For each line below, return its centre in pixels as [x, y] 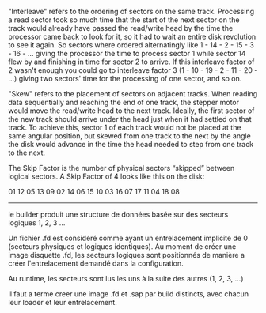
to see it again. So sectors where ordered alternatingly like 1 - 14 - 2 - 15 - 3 [131, 45]
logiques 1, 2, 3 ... [37, 223]
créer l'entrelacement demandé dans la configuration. [96, 263]
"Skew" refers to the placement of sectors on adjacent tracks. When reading [133, 94]
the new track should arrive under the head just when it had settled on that [130, 119]
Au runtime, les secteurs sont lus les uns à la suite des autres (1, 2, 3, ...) [126, 279]
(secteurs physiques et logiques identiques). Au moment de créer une [122, 247]
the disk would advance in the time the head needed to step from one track [131, 144]
